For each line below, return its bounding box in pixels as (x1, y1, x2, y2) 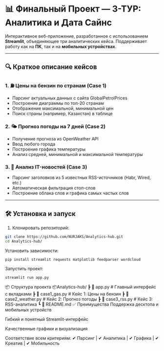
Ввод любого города (12, 141, 56, 147)
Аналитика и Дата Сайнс (5, 17, 112, 28)
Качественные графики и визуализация (5, 326, 88, 331)
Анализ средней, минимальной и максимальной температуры (12, 151, 143, 157)
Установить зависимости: (5, 248, 59, 253)
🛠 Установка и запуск (5, 210, 76, 218)
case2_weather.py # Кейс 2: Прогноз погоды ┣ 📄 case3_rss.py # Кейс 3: (5, 296, 153, 302)
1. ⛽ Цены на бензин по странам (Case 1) (5, 82, 106, 89)
